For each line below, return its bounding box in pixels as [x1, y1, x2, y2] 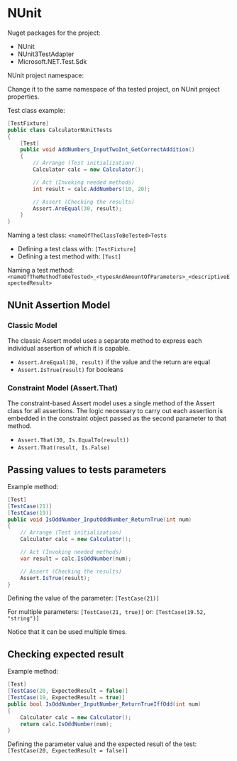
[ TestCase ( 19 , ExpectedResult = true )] [7, 694, 126, 701]
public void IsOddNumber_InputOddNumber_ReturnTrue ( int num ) [7, 516, 192, 523]
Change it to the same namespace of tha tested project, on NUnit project [7, 84, 220, 93]
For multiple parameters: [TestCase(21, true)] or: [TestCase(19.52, [7, 608, 207, 616]
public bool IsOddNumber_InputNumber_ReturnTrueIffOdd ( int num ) [7, 701, 202, 708]
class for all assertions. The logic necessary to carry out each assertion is [7, 407, 224, 415]
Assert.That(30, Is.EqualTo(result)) [17, 437, 130, 444]
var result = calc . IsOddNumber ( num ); [20, 555, 132, 562]
